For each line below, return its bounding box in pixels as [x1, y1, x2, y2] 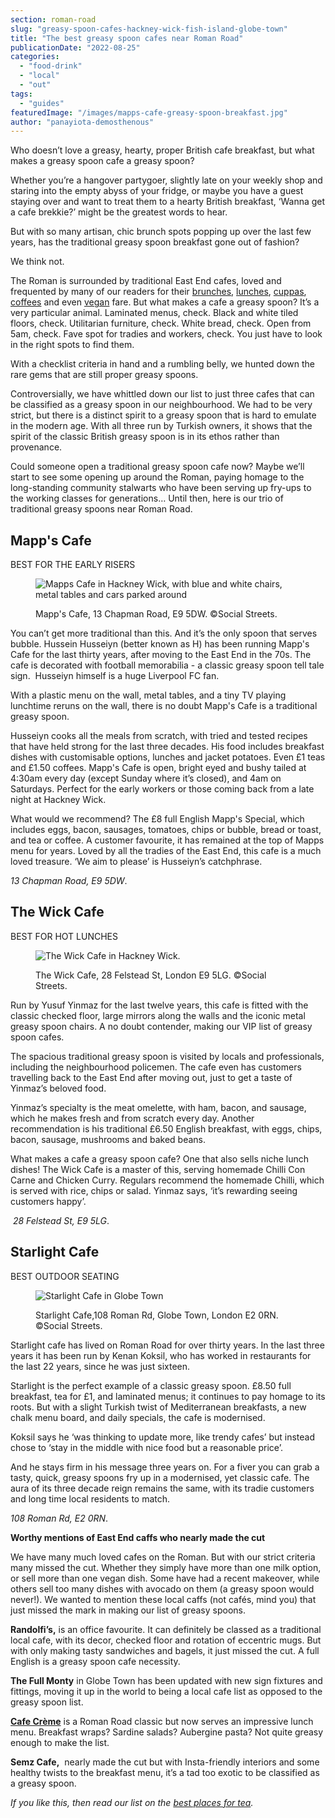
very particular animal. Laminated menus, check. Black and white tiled [10, 307, 299, 319]
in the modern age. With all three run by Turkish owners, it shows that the [10, 420, 313, 432]
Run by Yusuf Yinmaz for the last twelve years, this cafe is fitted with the [10, 999, 309, 1011]
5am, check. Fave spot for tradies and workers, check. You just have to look [10, 328, 323, 340]
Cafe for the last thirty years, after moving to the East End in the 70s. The [10, 649, 312, 661]
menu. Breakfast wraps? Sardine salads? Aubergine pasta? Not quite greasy [10, 1726, 324, 1738]
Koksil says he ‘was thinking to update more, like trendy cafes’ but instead [10, 1431, 316, 1443]
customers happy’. [10, 1195, 87, 1207]
